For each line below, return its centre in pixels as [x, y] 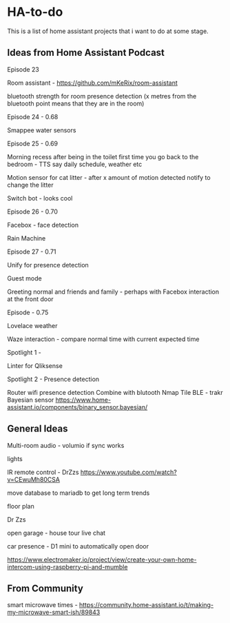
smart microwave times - [42, 605]
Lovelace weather [32, 325]
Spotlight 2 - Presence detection [53, 379]
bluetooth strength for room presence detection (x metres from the [102, 96]
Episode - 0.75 [28, 312]
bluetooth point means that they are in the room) [76, 103]
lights [15, 458]
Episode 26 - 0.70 [33, 212]
